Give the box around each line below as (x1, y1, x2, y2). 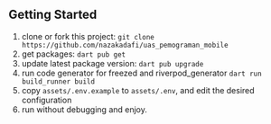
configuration (21, 94, 72, 105)
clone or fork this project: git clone (21, 31, 154, 41)
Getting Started (8, 7, 98, 22)
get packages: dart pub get (21, 49, 126, 59)
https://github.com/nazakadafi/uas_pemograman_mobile (21, 40, 229, 49)
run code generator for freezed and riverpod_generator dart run (21, 67, 263, 78)
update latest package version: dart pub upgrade (21, 58, 204, 68)
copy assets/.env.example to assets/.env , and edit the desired (21, 84, 255, 95)
